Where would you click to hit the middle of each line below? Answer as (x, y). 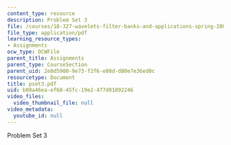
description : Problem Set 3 (47, 20)
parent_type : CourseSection (47, 65)
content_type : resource (41, 13)
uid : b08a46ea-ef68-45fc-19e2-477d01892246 (70, 90)
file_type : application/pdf (47, 33)
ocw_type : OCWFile (33, 52)
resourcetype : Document (41, 77)
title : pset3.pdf (32, 84)
